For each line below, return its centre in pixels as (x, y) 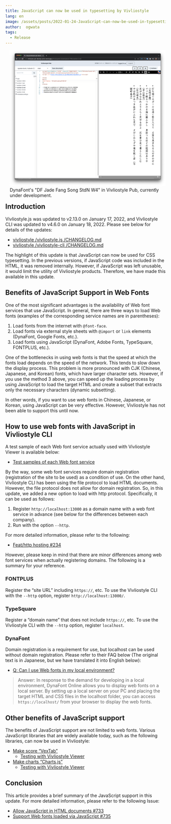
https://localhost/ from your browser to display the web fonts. (85, 702)
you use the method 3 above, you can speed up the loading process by (80, 379)
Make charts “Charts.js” (38, 762)
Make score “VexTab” (35, 751)
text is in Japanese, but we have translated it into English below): (73, 660)
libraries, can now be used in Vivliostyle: (48, 741)
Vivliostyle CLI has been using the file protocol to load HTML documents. (82, 483)
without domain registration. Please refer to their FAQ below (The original (82, 655)
